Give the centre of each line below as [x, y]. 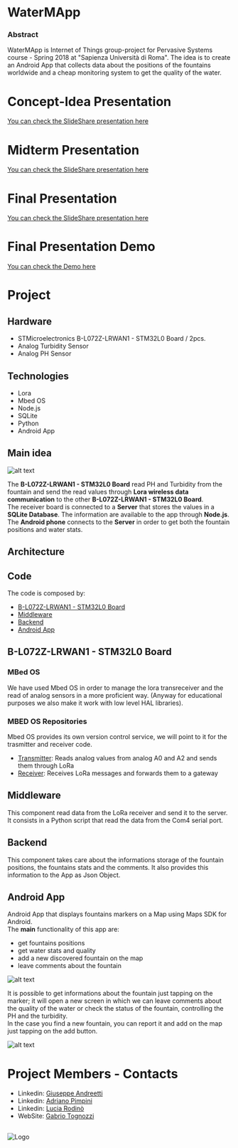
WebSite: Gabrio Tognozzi [56, 1116]
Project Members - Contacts [93, 1074]
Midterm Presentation [74, 150]
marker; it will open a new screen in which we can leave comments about [115, 1001]
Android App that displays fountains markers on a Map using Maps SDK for [117, 914]
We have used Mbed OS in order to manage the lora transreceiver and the [115, 688]
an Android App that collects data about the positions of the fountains [109, 65]
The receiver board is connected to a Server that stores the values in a [111, 506]
